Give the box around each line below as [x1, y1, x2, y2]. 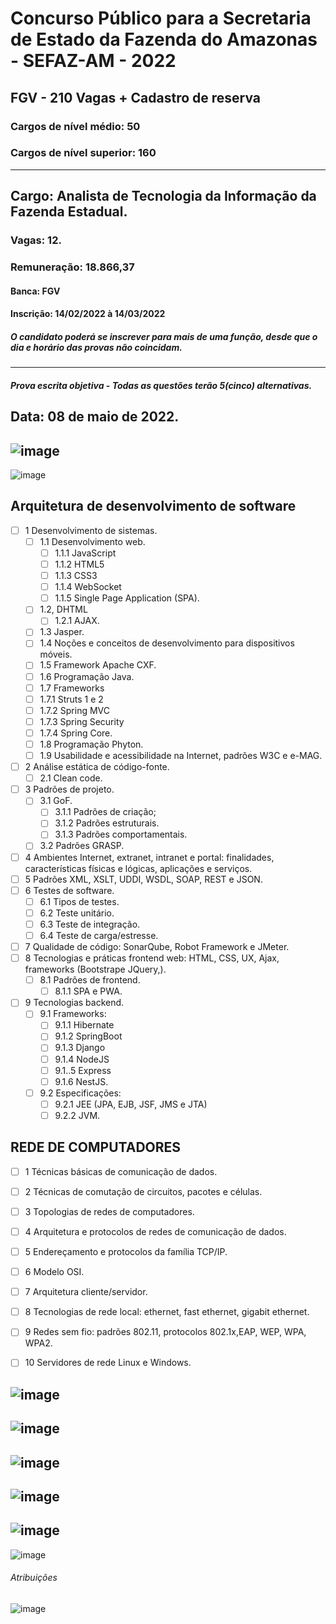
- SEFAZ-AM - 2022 [10, 50, 177, 72]
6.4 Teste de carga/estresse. [39, 929, 159, 941]
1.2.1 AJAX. [54, 615, 100, 627]
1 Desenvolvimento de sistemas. [24, 524, 158, 536]
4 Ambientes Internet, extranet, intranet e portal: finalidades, [24, 851, 275, 863]
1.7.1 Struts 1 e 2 [39, 693, 104, 705]
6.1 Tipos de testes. [39, 895, 120, 907]
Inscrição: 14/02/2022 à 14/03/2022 [10, 308, 166, 320]
